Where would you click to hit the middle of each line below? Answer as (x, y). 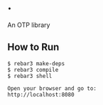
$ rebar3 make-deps (36, 63)
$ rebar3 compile (33, 70)
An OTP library (29, 25)
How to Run (33, 47)
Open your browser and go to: (52, 88)
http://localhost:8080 (41, 94)
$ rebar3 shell (30, 76)
